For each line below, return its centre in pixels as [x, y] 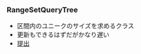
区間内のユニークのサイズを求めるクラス [75, 26]
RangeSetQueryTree [42, 10]
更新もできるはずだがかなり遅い [63, 35]
